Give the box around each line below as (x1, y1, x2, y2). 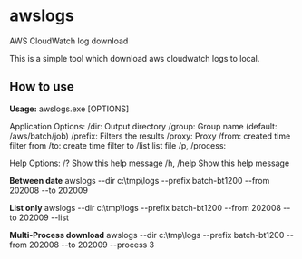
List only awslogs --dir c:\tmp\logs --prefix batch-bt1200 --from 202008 (9, 202, 281, 213)
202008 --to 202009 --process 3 (28, 239, 155, 250)
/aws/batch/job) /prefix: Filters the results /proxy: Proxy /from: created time (9, 130, 291, 141)
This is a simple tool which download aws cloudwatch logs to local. (9, 53, 260, 63)
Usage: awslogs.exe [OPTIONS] (9, 103, 130, 114)
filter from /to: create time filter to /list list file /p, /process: (9, 139, 227, 150)
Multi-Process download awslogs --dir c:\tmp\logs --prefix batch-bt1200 (9, 229, 285, 240)
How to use (9, 79, 74, 95)
